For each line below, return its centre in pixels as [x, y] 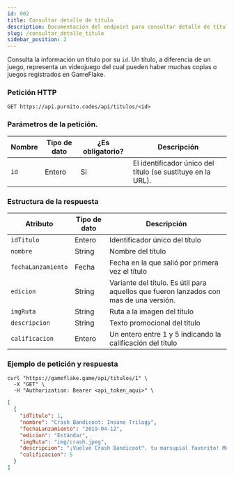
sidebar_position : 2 [37, 40]
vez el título [128, 272]
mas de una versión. [142, 300]
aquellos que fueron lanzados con [165, 292]
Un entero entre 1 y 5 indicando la [165, 335]
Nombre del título [138, 251]
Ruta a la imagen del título [151, 311]
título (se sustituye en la [172, 172]
